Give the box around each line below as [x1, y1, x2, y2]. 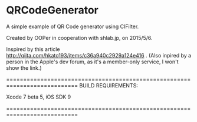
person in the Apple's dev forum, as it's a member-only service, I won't [6, 58, 179, 65]
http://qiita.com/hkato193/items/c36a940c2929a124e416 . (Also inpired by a [6, 52, 192, 59]
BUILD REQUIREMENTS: [79, 82, 139, 89]
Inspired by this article [6, 45, 60, 53]
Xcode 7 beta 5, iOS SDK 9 [6, 93, 71, 100]
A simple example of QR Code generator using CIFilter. [6, 23, 139, 30]
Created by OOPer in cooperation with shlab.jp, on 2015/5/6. [6, 34, 153, 41]
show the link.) [6, 64, 42, 71]
